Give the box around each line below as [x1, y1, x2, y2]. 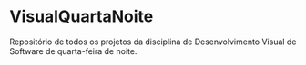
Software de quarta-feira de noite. [9, 45, 138, 56]
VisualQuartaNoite [9, 6, 154, 27]
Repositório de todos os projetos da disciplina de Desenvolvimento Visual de [9, 36, 297, 47]
